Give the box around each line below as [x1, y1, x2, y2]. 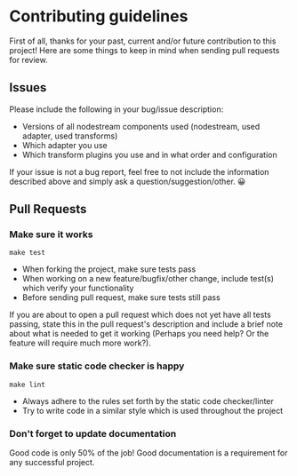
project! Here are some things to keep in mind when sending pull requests [9, 44, 280, 55]
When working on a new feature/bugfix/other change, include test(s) [21, 274, 274, 284]
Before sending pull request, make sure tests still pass [21, 292, 221, 303]
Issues [9, 80, 47, 95]
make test [9, 249, 46, 258]
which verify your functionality [21, 282, 134, 294]
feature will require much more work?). [9, 337, 151, 348]
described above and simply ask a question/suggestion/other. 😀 [9, 176, 246, 186]
